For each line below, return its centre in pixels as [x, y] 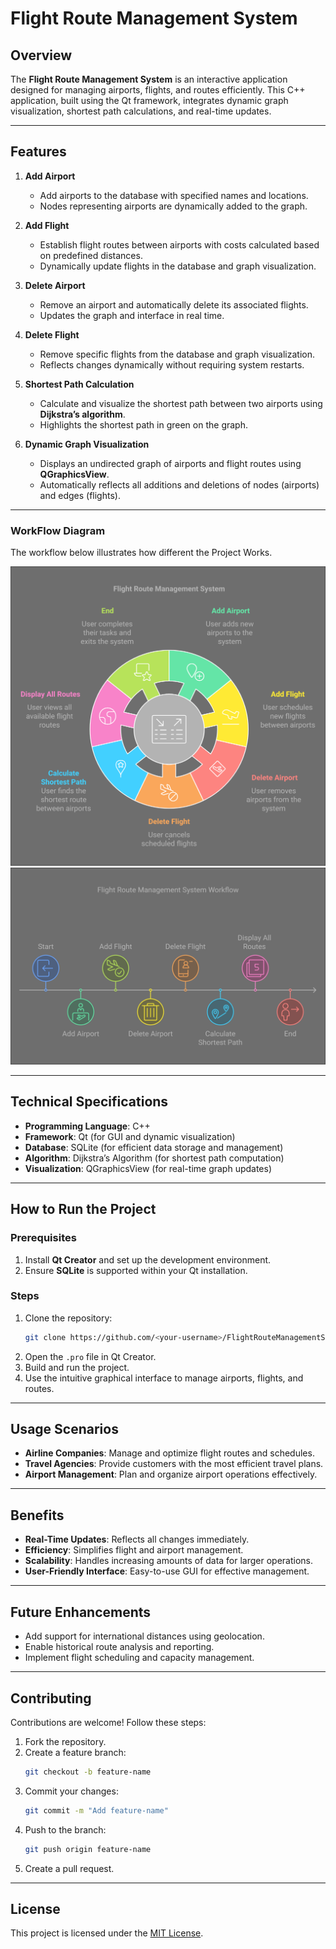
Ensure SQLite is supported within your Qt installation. [136, 1270]
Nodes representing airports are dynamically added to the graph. [173, 206]
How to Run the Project [83, 1209]
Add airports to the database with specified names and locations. [174, 195]
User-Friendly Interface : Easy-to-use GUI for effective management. [167, 1571]
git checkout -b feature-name [88, 1772]
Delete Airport [55, 285]
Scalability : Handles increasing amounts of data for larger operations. [169, 1561]
